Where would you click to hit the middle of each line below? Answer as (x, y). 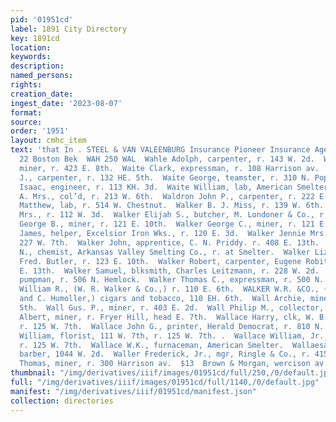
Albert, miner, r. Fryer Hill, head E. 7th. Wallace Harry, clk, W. (167, 317)
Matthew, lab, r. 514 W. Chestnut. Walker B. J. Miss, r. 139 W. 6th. (172, 206)
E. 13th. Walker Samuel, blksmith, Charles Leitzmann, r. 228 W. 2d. (169, 271)
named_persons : (42, 76)
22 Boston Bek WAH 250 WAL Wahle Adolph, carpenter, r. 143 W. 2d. (167, 159)
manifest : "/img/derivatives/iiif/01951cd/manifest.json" (133, 391)
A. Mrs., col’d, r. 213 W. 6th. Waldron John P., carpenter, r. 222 (167, 196)
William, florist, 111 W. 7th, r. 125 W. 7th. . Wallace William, (163, 336)
